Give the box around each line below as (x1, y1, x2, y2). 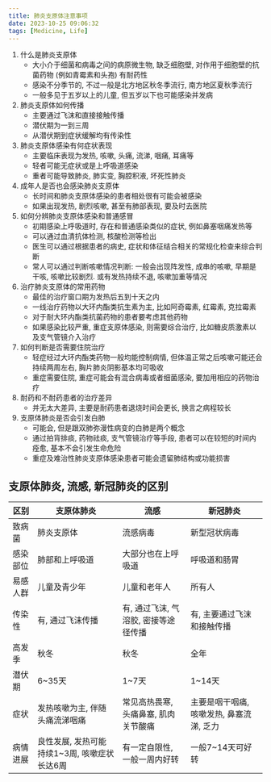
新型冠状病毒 (190, 527, 240, 538)
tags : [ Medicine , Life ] (8, 27, 89, 35)
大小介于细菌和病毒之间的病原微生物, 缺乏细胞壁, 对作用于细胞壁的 (31, 60, 252, 69)
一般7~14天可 (190, 742, 244, 753)
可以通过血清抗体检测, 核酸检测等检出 (31, 232, 157, 241)
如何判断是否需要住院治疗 (19, 342, 106, 352)
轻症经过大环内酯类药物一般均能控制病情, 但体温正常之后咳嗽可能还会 (31, 353, 263, 362)
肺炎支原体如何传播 (19, 100, 85, 110)
